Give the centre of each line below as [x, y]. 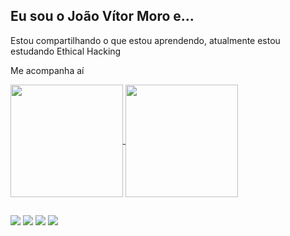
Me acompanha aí [47, 70]
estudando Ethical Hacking [66, 51]
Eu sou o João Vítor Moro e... [102, 16]
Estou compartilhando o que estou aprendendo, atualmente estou [145, 40]
